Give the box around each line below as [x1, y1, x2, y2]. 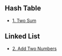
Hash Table [5, 4, 41, 13]
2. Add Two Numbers [12, 45, 57, 51]
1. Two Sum [12, 17, 37, 23]
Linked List [5, 32, 40, 41]
